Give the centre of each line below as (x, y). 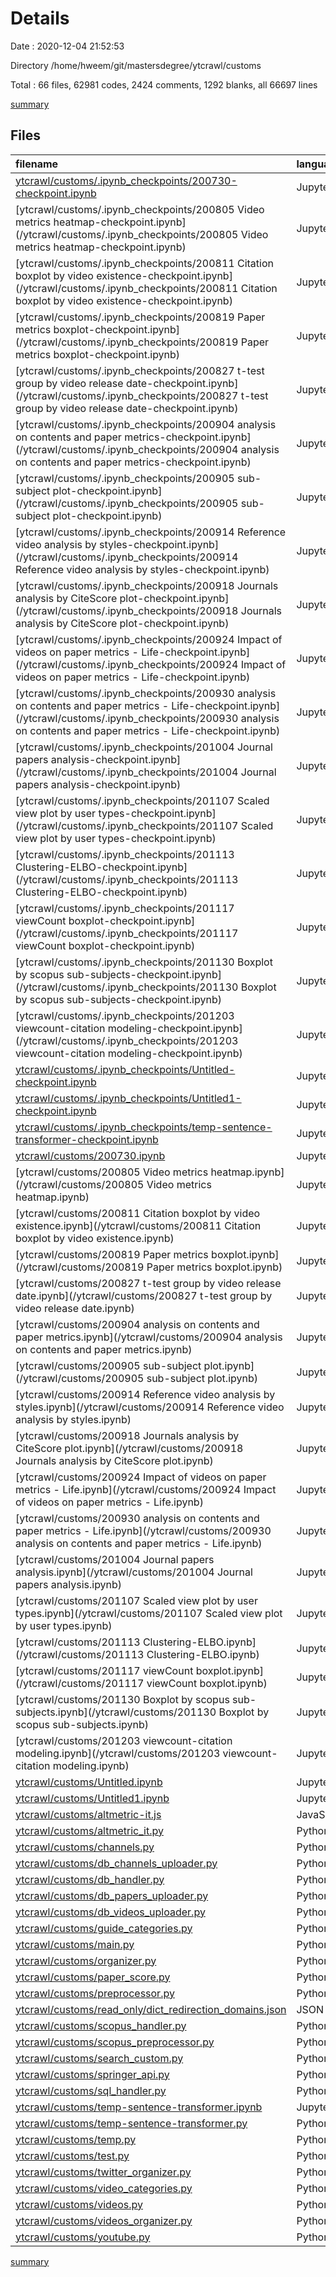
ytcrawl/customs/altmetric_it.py (89, 1830)
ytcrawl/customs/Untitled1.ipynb (92, 1798)
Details (40, 18)
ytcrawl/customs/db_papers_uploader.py (112, 1895)
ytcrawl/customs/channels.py (85, 1847)
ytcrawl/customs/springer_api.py (92, 2074)
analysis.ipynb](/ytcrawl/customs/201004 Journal (134, 1572)
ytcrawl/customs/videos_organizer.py (104, 2220)
